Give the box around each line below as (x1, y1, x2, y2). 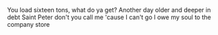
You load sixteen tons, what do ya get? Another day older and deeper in (7, 6, 211, 14)
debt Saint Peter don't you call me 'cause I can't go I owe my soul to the (7, 13, 212, 21)
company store (7, 21, 50, 28)
